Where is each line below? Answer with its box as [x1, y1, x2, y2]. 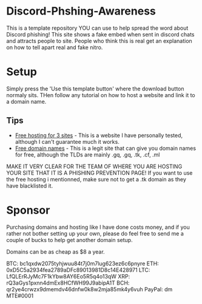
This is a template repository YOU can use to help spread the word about [6, 24, 189, 32]
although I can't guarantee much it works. [15, 138, 120, 145]
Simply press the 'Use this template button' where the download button [6, 85, 184, 92]
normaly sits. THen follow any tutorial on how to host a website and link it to [6, 91, 195, 98]
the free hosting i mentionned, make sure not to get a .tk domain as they [6, 175, 187, 183]
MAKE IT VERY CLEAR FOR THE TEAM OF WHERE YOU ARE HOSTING [6, 163, 183, 170]
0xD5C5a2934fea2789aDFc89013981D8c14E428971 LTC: [6, 266, 150, 274]
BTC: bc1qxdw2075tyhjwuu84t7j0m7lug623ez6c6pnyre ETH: [6, 260, 159, 267]
